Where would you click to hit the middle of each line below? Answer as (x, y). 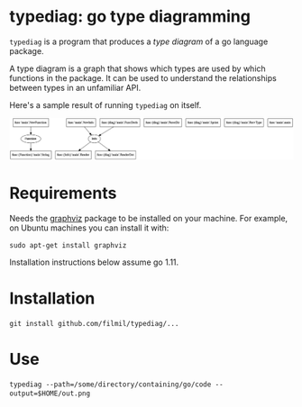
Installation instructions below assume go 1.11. (94, 262)
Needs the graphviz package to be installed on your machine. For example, (149, 219)
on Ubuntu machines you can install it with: (89, 228)
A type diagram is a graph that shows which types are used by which (137, 68)
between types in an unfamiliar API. (75, 87)
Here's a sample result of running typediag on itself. (105, 104)
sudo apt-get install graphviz (68, 246)
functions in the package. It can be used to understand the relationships (143, 77)
